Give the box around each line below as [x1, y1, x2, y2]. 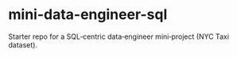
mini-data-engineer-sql [8, 6, 168, 24]
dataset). [8, 40, 38, 49]
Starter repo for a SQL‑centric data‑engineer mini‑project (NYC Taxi [8, 32, 229, 41]
